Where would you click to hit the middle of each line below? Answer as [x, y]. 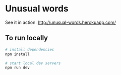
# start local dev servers [33, 63]
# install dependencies [30, 49]
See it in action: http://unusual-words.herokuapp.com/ [60, 22]
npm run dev [17, 68]
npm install [17, 54]
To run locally [27, 38]
